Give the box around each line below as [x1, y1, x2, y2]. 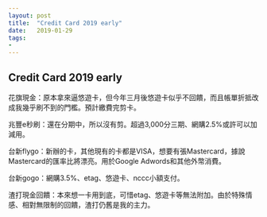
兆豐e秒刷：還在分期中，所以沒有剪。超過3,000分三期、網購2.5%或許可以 [8, 119, 251, 129]
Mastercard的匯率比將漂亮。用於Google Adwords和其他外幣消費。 [8, 156, 226, 165]
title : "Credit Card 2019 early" [8, 19, 123, 27]
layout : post [8, 11, 52, 20]
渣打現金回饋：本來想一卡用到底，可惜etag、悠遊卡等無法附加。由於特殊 [8, 190, 246, 200]
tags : [8, 33, 26, 42]
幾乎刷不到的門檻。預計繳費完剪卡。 [21, 103, 141, 112]
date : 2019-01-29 [8, 26, 73, 34]
